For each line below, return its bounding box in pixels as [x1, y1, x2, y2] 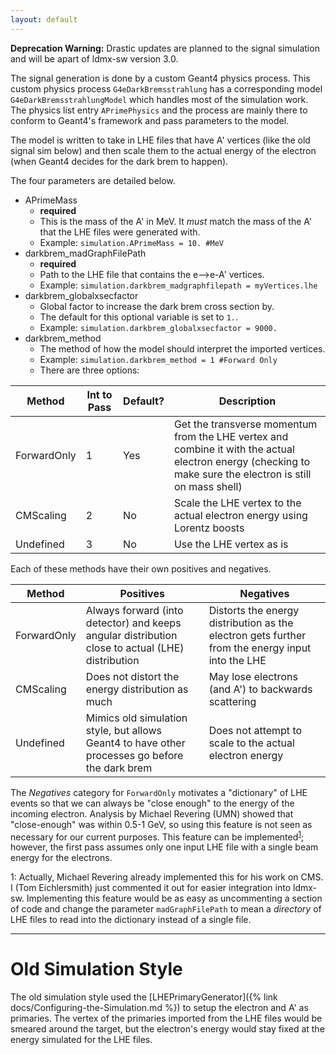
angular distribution [85, 628, 178, 642]
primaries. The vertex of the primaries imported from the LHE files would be [10, 1012, 323, 1025]
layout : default [10, 14, 78, 25]
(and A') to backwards [208, 682, 313, 696]
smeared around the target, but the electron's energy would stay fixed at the [10, 1023, 325, 1035]
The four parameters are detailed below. [10, 174, 176, 186]
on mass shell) [173, 479, 243, 493]
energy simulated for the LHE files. [10, 1034, 153, 1046]
